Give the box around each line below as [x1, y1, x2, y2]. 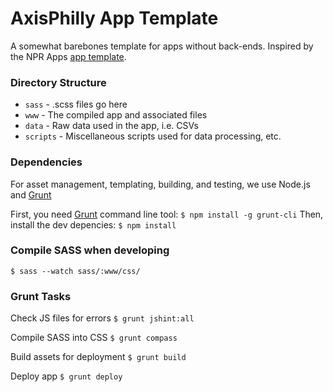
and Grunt [10, 188, 52, 201]
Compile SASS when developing [10, 243, 170, 257]
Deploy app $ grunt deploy [10, 370, 123, 382]
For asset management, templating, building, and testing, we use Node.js [10, 178, 311, 190]
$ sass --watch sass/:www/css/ [10, 266, 141, 276]
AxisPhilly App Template [10, 7, 219, 30]
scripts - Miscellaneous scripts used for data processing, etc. [24, 130, 282, 142]
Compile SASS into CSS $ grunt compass [10, 332, 178, 344]
